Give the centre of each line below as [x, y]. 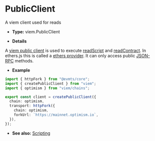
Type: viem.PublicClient [36, 31]
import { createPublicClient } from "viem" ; [51, 83]
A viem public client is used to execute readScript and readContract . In [76, 50]
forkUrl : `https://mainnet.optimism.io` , [56, 115]
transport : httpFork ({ [32, 106]
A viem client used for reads [33, 22]
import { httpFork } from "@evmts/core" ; [47, 79]
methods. [24, 61]
